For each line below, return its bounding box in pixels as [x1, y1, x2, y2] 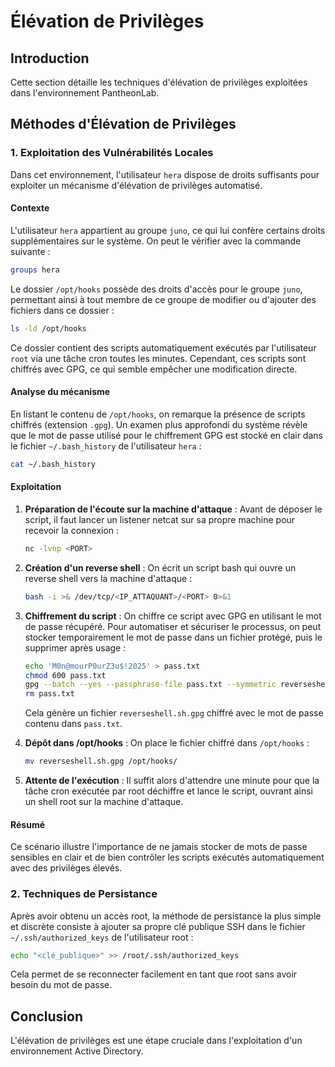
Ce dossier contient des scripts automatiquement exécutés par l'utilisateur [10, 341, 317, 354]
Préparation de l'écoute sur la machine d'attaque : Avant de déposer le [24, 503, 323, 515]
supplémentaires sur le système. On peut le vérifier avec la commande [10, 235, 302, 247]
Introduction [10, 50, 90, 67]
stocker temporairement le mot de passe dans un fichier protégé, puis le [24, 631, 323, 643]
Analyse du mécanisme [10, 386, 111, 398]
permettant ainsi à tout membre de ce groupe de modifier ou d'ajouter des [10, 293, 317, 305]
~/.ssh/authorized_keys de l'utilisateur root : [10, 931, 194, 943]
